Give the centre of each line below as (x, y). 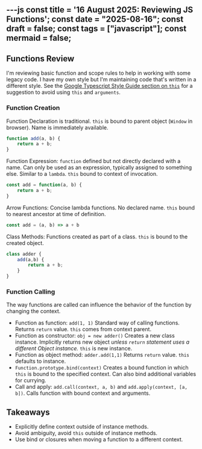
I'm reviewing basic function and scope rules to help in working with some (99, 73)
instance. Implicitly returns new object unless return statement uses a (102, 342)
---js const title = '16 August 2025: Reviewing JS (100, 10)
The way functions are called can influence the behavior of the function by (99, 305)
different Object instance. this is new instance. (74, 348)
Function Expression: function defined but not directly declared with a (93, 161)
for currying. (30, 380)
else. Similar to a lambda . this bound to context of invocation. (82, 174)
